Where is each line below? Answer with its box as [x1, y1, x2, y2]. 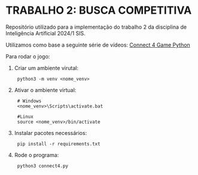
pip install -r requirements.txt [17, 141, 100, 147]
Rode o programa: [14, 151, 59, 158]
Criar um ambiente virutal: [14, 64, 79, 72]
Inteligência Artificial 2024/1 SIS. [5, 29, 86, 36]
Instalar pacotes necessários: [14, 129, 87, 136]
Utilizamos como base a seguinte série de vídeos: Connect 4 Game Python [5, 41, 191, 48]
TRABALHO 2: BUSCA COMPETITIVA [5, 4, 192, 17]
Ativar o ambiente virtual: [14, 86, 77, 93]
